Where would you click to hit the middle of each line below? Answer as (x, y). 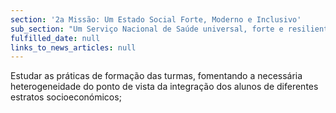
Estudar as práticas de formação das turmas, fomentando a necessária (156, 76)
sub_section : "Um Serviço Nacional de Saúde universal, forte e (147, 29)
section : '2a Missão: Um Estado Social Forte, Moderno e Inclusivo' (156, 19)
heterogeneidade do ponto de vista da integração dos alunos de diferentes (164, 87)
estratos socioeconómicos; (66, 97)
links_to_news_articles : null (73, 47)
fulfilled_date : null (55, 38)
